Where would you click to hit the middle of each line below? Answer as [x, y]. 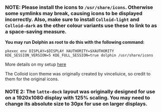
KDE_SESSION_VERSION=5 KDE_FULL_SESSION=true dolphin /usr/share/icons [79, 56]
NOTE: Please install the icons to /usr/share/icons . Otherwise [79, 7]
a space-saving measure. [36, 32]
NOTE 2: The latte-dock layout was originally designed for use [80, 92]
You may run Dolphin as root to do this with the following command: [75, 42]
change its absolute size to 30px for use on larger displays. [76, 104]
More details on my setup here [36, 64]
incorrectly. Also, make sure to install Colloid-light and [72, 19]
